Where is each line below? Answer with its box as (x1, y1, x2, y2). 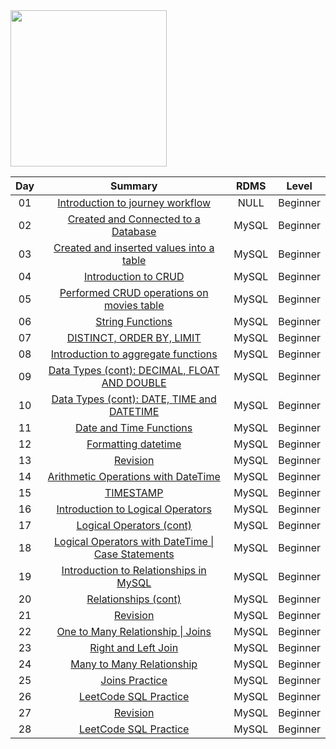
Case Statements (93, 547, 175, 561)
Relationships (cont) (86, 592, 182, 606)
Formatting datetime (86, 437, 182, 451)
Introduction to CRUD (83, 270, 185, 283)
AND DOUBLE (101, 376, 167, 389)
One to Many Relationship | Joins (56, 625, 212, 638)
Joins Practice (100, 674, 168, 687)
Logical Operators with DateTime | (53, 535, 215, 548)
